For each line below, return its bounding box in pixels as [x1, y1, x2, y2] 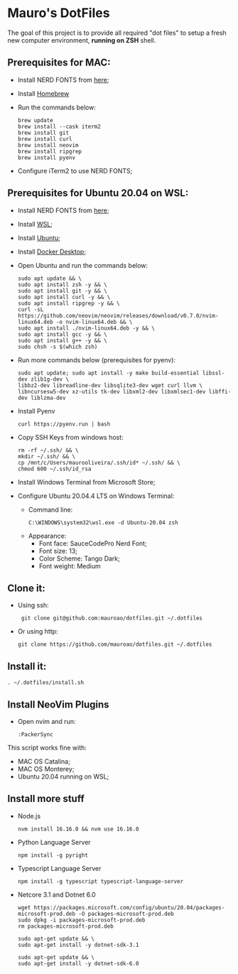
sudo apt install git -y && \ [17, 287, 108, 294]
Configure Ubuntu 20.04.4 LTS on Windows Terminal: [17, 492, 175, 500]
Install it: [7, 660, 47, 672]
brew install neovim [17, 141, 79, 148]
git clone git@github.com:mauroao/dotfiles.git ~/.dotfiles [21, 615, 203, 622]
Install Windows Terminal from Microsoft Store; [17, 477, 156, 486]
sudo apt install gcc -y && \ [17, 330, 108, 338]
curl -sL [17, 305, 44, 313]
